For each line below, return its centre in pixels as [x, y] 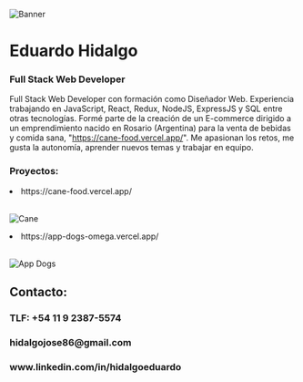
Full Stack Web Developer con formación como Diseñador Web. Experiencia [151, 99]
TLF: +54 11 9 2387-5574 [66, 318]
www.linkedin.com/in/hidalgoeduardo [96, 367]
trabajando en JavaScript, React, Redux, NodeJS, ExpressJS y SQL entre [146, 108]
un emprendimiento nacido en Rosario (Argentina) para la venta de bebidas [150, 129]
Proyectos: [34, 171]
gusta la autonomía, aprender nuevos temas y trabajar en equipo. [132, 148]
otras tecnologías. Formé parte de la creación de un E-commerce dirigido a [151, 119]
